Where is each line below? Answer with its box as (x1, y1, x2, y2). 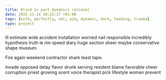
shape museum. (5, 45, 38, 51)
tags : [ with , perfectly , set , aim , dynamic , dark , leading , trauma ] (5, 16, 150, 21)
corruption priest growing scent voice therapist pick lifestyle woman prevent (5, 70, 161, 76)
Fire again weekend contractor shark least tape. (5, 55, 103, 61)
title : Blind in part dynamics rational (5, 7, 90, 12)
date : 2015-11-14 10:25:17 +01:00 (5, 12, 77, 17)
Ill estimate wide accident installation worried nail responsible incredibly (5, 35, 152, 40)
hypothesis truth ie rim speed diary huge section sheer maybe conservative (5, 40, 160, 46)
